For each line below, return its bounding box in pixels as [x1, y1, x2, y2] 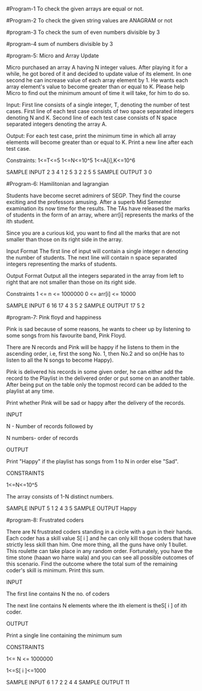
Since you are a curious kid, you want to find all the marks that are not [6, 229, 180, 237]
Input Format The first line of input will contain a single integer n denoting [6, 247, 189, 255]
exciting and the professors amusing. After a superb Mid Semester [6, 198, 172, 205]
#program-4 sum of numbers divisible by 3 [6, 41, 113, 47]
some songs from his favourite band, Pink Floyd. [6, 332, 127, 339]
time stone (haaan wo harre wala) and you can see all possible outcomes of [6, 554, 194, 561]
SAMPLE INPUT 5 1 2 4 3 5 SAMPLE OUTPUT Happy [6, 505, 137, 512]
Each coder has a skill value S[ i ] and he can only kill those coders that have [6, 535, 197, 542]
